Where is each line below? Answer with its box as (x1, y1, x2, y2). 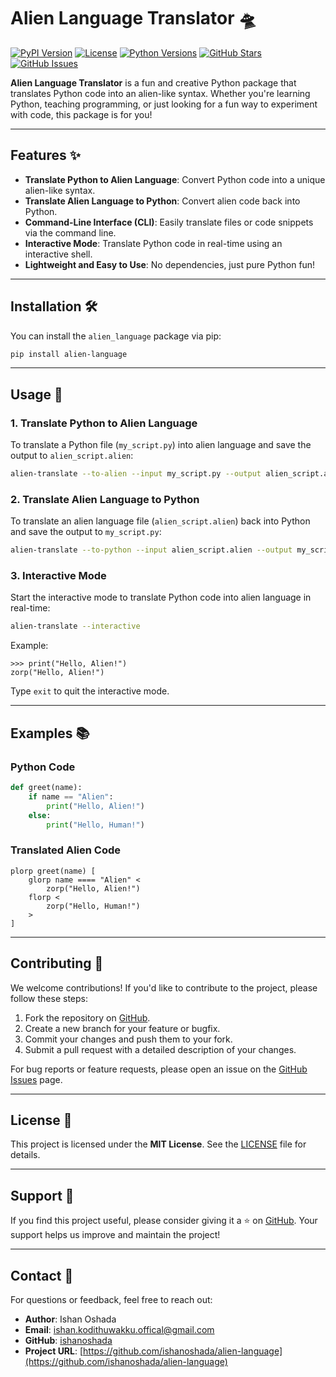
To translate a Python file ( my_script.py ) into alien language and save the (10, 439, 312, 451)
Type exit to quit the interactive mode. (10, 685, 170, 697)
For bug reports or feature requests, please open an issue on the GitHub (10, 1063, 308, 1075)
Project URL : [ (24, 1345, 84, 1357)
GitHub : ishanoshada (24, 1334, 113, 1346)
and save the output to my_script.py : (10, 526, 162, 538)
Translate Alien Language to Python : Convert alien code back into (24, 195, 301, 207)
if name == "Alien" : (28, 791, 114, 802)
